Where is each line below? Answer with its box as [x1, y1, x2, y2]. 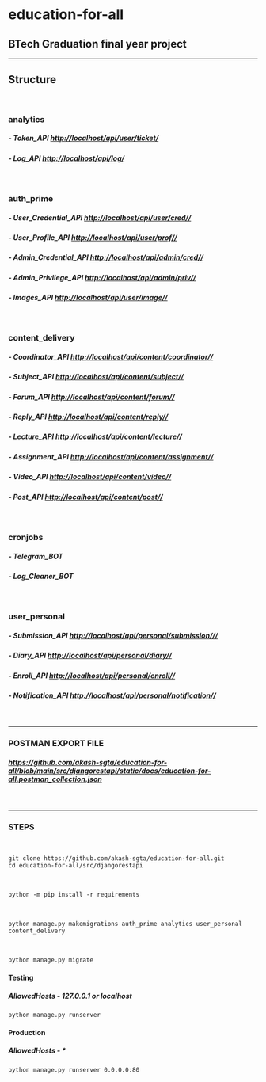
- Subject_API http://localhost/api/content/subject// [8, 372, 184, 382]
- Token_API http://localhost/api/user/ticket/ [8, 133, 159, 143]
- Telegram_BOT [8, 551, 63, 561]
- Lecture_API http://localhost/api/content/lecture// [8, 432, 183, 441]
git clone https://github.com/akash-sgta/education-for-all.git [8, 855, 225, 863]
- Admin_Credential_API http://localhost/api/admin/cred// [8, 253, 204, 262]
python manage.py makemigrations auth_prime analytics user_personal [8, 920, 243, 928]
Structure [8, 73, 57, 86]
